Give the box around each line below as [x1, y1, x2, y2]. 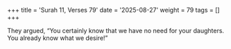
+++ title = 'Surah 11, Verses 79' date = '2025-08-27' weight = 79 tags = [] [7, 6, 220, 14]
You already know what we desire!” [7, 34, 108, 42]
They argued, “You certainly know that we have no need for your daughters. [7, 27, 224, 35]
